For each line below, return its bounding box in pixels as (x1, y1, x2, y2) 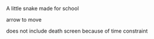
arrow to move (6, 16, 42, 23)
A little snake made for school (6, 5, 79, 12)
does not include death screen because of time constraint (6, 27, 148, 34)
